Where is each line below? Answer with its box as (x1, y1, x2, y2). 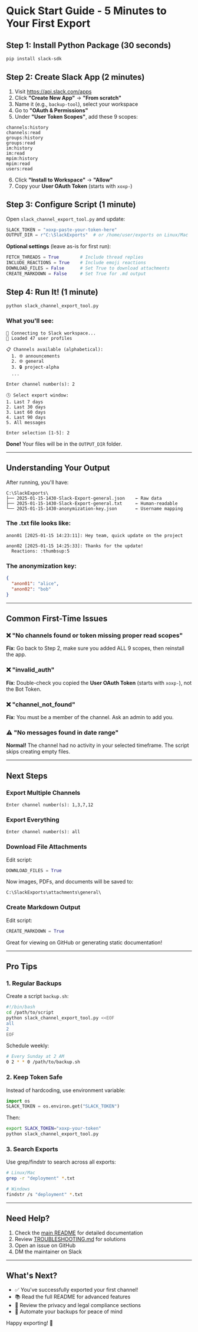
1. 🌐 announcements (11, 353, 60, 359)
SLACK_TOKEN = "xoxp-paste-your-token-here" (6, 226, 117, 233)
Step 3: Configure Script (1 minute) (6, 200, 137, 210)
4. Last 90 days (6, 414, 46, 420)
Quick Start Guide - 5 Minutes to (6, 4, 167, 18)
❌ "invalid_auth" (6, 666, 55, 674)
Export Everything (6, 816, 60, 824)
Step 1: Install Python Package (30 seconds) (6, 40, 171, 50)
